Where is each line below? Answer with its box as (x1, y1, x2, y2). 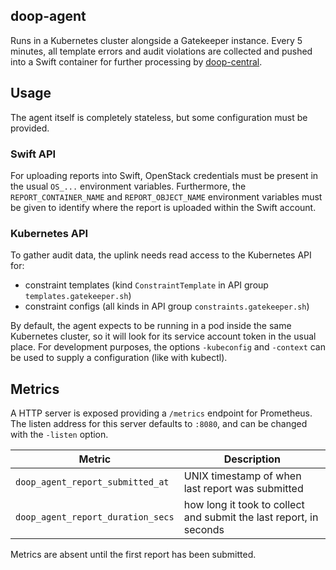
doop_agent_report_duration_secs (15, 512, 175, 523)
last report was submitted (183, 482, 304, 496)
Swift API (10, 147, 57, 161)
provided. (10, 122, 50, 134)
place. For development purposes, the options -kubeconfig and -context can (10, 341, 327, 353)
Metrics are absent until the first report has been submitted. (10, 549, 257, 561)
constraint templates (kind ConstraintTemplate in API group (24, 279, 269, 291)
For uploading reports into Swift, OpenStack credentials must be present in (10, 169, 319, 181)
